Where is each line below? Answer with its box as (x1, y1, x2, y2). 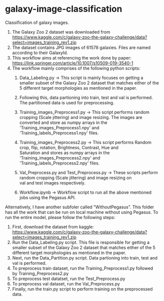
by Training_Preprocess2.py (12, 270, 69, 276)
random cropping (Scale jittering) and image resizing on (19, 175, 132, 181)
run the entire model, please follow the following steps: (5, 214, 116, 220)
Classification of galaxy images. (5, 20, 69, 25)
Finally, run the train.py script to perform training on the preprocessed (12, 286, 153, 292)
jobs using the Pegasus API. (19, 194, 76, 201)
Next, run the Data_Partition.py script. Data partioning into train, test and (12, 255, 158, 261)
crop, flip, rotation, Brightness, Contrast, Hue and (19, 144, 119, 150)
